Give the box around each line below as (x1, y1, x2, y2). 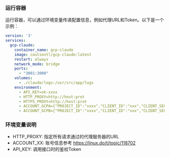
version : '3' (5, 33, 33, 38)
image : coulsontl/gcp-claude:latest (14, 52, 92, 57)
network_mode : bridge (14, 62, 60, 67)
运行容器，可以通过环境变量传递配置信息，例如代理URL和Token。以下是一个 (5, 17, 164, 23)
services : (5, 38, 26, 43)
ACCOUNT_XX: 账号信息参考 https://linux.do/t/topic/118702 (12, 140, 136, 146)
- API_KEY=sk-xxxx (18, 89, 58, 94)
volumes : (14, 76, 33, 81)
